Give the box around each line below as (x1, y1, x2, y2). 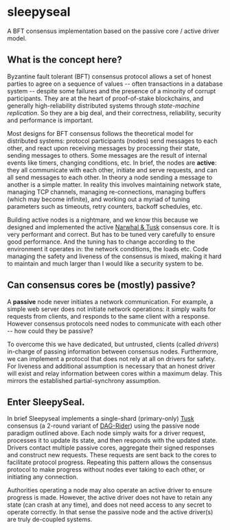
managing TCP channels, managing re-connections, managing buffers (7, 187, 206, 196)
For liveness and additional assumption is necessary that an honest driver (7, 362, 216, 370)
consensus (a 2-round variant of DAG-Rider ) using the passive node (7, 422, 200, 430)
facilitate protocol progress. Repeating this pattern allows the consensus (7, 458, 212, 467)
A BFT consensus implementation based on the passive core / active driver (7, 27, 220, 35)
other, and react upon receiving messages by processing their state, (7, 143, 200, 152)
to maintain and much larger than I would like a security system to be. (7, 259, 204, 268)
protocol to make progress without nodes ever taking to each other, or (7, 465, 205, 474)
